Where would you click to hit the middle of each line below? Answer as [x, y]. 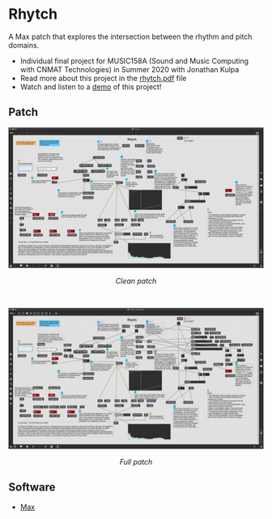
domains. [24, 45]
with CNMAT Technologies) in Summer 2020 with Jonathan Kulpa [130, 69]
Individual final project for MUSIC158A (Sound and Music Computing [134, 61]
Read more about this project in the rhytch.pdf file [103, 78]
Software [32, 487]
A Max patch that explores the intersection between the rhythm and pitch [130, 36]
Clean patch [136, 281]
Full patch [136, 461]
